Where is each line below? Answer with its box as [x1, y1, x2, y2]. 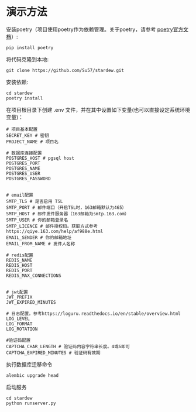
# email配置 [6, 192, 33, 198]
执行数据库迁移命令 [6, 360, 53, 368]
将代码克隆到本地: [6, 56, 49, 63]
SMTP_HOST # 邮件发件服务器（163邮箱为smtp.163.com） [6, 211, 129, 217]
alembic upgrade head [6, 372, 59, 378]
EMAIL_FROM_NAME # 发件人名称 [6, 241, 75, 246]
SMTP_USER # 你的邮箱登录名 [6, 217, 68, 223]
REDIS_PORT [6, 267, 33, 273]
